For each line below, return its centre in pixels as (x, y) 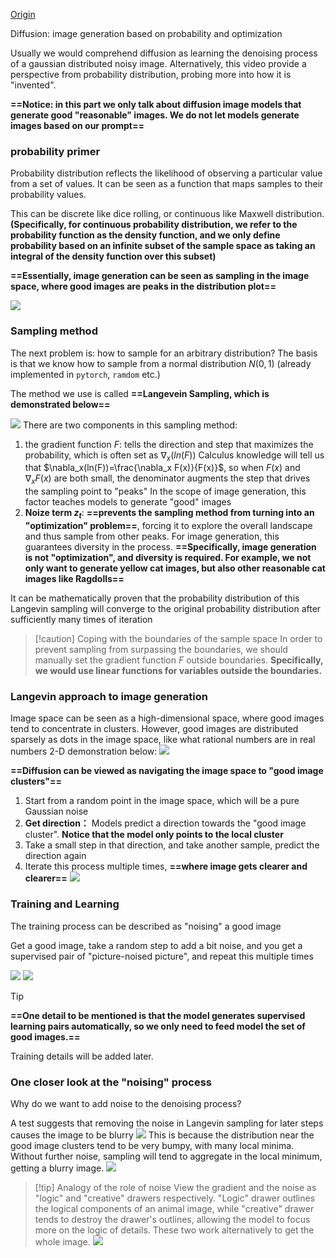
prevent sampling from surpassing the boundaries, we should (161, 649)
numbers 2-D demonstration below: (84, 751)
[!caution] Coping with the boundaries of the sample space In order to (178, 638)
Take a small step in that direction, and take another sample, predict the (172, 845)
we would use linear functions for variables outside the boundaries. (178, 670)
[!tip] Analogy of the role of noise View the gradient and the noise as (175, 1187)
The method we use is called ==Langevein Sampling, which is (140, 393)
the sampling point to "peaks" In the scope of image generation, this (165, 491)
